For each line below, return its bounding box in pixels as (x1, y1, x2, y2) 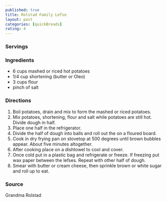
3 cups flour (12, 79, 38, 85)
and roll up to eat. (12, 168, 50, 174)
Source (5, 181, 24, 188)
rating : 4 (5, 26, 26, 31)
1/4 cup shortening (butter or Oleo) (12, 74, 86, 80)
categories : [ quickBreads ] (5, 21, 62, 27)
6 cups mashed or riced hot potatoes (12, 68, 90, 74)
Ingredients (5, 56, 34, 63)
